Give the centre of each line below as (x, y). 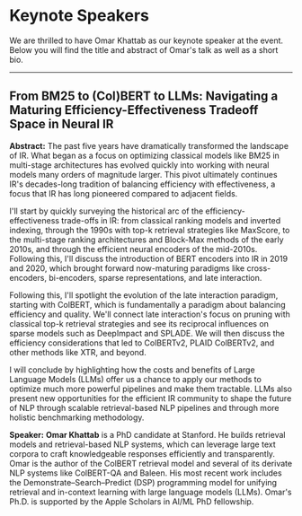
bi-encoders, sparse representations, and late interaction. (155, 277)
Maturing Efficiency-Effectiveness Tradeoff (134, 110)
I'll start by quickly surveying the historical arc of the (107, 211)
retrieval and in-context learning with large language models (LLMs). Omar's (151, 492)
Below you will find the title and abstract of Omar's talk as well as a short (144, 49)
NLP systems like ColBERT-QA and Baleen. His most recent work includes (146, 473)
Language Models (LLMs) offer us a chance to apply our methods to (136, 379)
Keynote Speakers (80, 16)
